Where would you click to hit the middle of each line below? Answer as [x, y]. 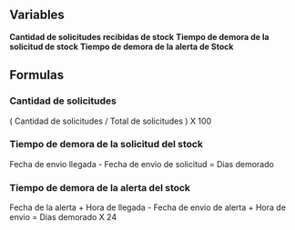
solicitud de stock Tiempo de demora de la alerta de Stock [122, 46]
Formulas [37, 75]
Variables [37, 15]
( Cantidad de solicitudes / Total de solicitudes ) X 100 [111, 121]
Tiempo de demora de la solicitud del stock [106, 145]
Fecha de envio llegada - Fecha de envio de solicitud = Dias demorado [142, 164]
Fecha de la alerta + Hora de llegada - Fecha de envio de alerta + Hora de [148, 207]
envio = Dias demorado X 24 [63, 217]
